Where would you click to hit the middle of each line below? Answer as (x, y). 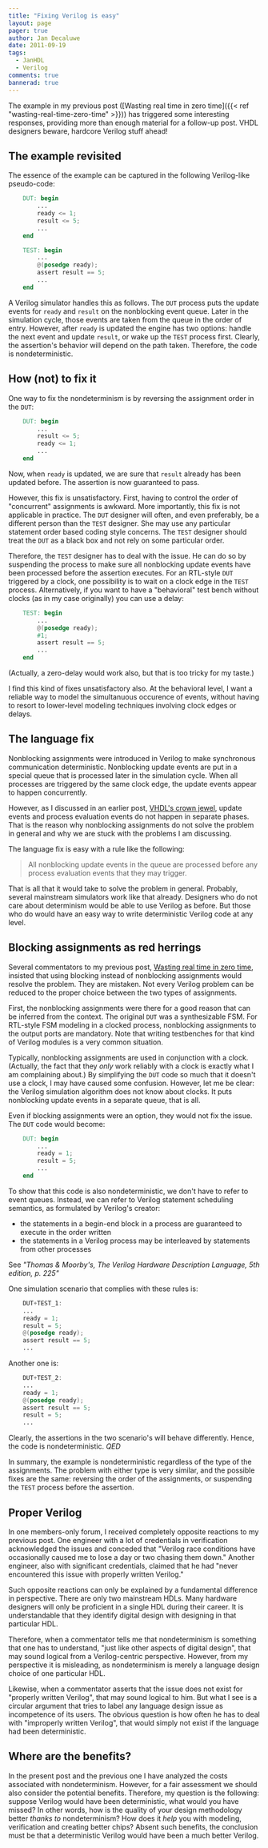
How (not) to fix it (53, 379)
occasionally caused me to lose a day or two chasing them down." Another (132, 1557)
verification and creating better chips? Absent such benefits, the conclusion (133, 1826)
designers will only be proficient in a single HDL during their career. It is (126, 1606)
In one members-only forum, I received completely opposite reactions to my (134, 1531)
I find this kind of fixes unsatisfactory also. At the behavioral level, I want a (131, 688)
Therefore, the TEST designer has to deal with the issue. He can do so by (127, 555)
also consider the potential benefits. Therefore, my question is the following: (134, 1793)
